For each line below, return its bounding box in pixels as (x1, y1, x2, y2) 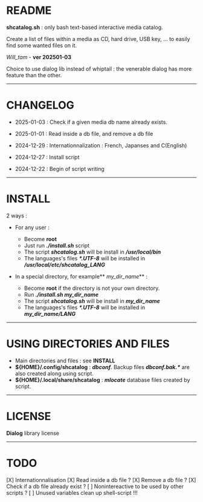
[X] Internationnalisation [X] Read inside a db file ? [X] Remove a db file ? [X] (6, 476, 196, 483)
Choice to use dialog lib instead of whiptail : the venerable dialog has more (6, 65, 192, 72)
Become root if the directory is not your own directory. (24, 285, 160, 292)
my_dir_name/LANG (24, 310, 76, 317)
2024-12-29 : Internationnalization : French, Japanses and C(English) (14, 141, 187, 149)
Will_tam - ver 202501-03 (6, 53, 71, 60)
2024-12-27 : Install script (14, 153, 80, 161)
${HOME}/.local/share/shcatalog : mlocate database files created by (14, 376, 190, 384)
